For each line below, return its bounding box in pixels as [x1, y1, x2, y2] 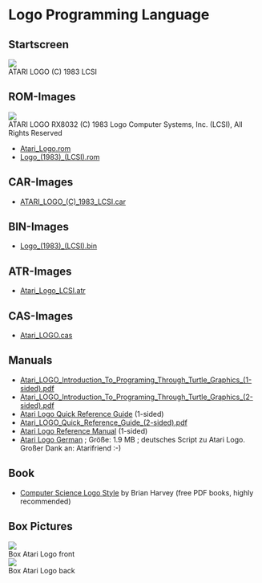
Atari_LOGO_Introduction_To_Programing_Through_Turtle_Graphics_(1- [19, 375, 252, 385]
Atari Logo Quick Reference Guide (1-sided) [19, 409, 164, 418]
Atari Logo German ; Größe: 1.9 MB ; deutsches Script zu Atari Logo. [19, 434, 246, 444]
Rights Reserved [8, 128, 62, 137]
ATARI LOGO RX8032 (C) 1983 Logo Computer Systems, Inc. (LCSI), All [8, 119, 243, 129]
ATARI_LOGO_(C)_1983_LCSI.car [19, 197, 127, 206]
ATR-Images [8, 264, 72, 278]
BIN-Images [8, 220, 70, 234]
